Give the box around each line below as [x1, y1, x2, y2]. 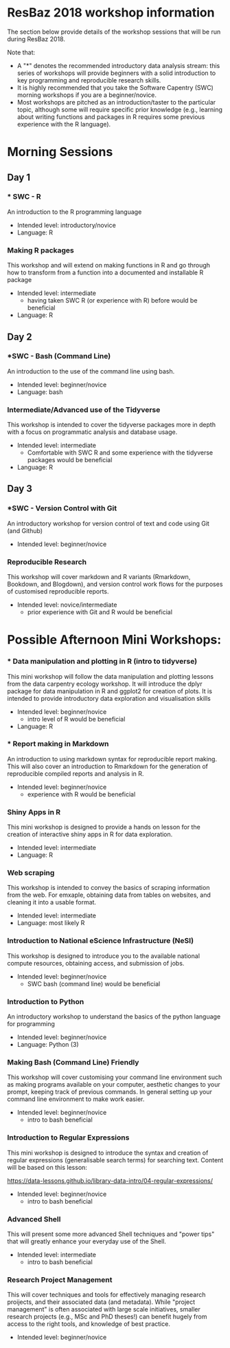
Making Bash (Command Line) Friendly [7, 1057, 139, 1067]
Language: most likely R [16, 919, 85, 927]
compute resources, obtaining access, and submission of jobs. [7, 959, 185, 967]
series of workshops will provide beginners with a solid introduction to [16, 69, 216, 77]
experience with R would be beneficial [27, 790, 136, 798]
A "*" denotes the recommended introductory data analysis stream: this [16, 61, 220, 69]
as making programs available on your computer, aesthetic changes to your [7, 1080, 221, 1089]
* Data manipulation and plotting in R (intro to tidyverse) [7, 657, 198, 666]
